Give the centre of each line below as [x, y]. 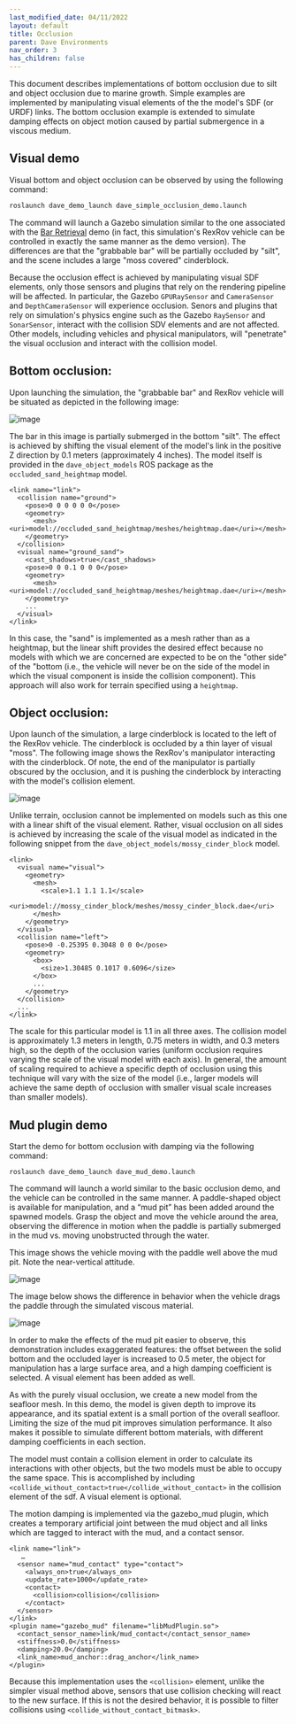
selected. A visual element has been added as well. [102, 1378]
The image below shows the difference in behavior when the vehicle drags [145, 1296]
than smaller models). [49, 1097]
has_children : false [47, 58]
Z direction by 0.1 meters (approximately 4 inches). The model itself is [136, 455]
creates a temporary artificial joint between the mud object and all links [138, 1523]
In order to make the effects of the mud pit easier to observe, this [128, 1340]
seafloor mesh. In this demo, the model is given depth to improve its [133, 1404]
